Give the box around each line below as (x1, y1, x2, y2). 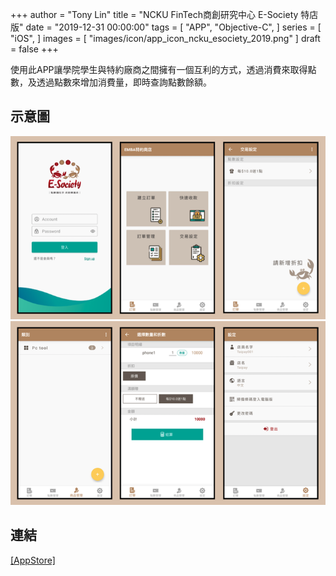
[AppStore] (10, 554, 56, 566)
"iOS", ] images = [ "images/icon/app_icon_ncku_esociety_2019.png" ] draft (10, 33, 321, 44)
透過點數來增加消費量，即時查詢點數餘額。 (36, 76, 212, 88)
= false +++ (10, 43, 59, 55)
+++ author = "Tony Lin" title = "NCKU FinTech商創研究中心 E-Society (10, 9, 299, 20)
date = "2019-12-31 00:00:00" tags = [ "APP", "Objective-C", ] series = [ (25, 21, 322, 33)
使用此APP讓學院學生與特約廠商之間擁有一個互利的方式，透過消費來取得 (10, 64, 308, 75)
